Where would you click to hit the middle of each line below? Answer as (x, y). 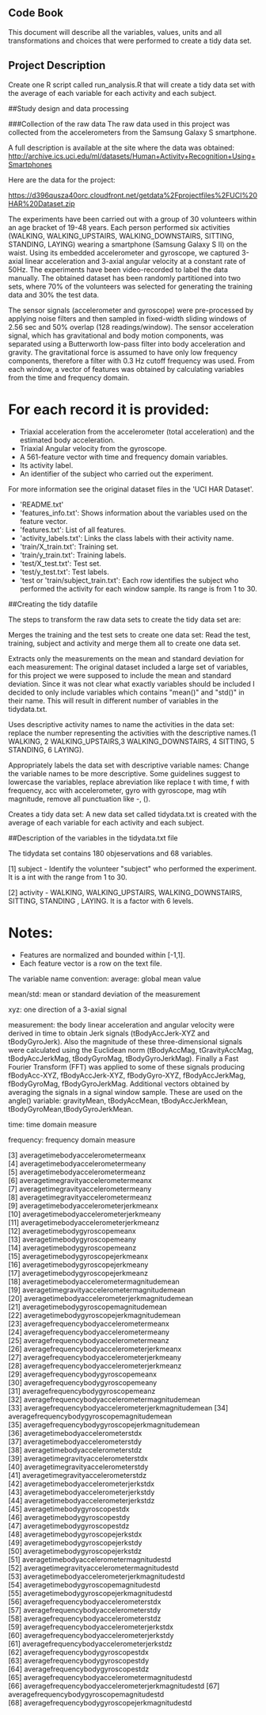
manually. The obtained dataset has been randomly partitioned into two (125, 278)
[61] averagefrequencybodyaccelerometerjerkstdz (90, 1644)
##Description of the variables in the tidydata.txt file (93, 838)
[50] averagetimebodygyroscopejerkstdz (75, 1551)
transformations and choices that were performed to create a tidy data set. (130, 40)
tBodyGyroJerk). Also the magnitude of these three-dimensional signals (125, 1041)
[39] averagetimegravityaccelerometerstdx (78, 1458)
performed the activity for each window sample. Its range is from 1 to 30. (138, 588)
